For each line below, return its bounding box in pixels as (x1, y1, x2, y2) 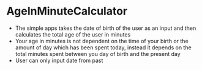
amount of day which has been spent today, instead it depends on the (15, 44, 192, 51)
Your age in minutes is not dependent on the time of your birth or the (15, 37, 189, 44)
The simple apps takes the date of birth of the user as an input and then (15, 24, 196, 32)
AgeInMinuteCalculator (6, 4, 127, 18)
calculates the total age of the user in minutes (15, 30, 131, 38)
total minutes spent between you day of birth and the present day (15, 50, 181, 57)
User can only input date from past (15, 57, 103, 64)
